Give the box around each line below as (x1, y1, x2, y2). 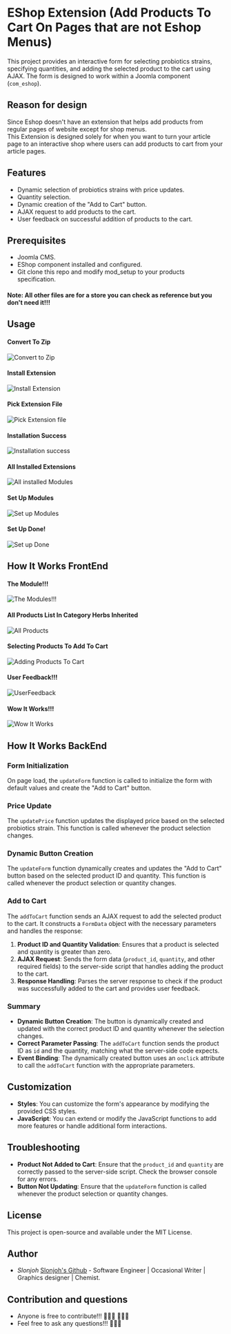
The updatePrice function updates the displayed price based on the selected (7, 817, 225, 825)
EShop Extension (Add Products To (7, 5, 212, 21)
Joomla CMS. (17, 253, 56, 261)
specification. (17, 275, 57, 284)
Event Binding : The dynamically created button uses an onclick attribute (17, 1054, 225, 1062)
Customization (7, 1081, 72, 1093)
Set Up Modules (7, 493, 54, 502)
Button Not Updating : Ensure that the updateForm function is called (17, 1182, 207, 1190)
